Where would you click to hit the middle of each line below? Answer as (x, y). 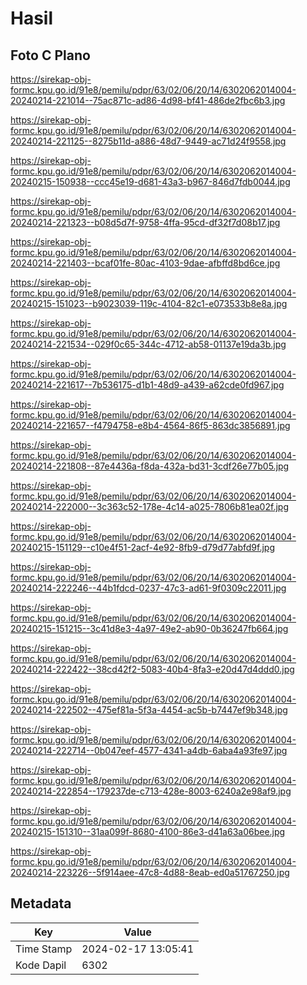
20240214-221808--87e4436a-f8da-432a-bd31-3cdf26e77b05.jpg (150, 466)
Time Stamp (44, 949)
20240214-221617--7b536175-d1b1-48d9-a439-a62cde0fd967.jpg (147, 385)
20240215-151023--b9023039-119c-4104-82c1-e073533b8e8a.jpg (149, 303)
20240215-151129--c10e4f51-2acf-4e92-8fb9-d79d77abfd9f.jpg (142, 547)
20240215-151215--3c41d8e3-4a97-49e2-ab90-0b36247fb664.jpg (149, 628)
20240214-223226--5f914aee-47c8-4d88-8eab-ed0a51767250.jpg (150, 872)
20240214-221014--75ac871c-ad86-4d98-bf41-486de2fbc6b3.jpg (148, 100)
